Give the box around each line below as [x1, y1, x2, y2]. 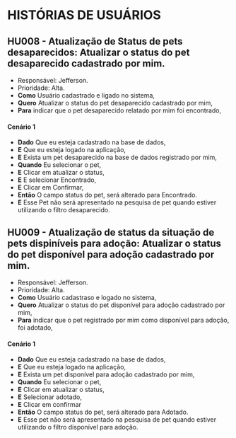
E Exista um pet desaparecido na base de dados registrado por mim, [17, 153, 218, 162]
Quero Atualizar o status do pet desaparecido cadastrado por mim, [17, 99, 213, 107]
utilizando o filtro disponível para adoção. [17, 423, 139, 432]
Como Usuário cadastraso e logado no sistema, [17, 294, 157, 302]
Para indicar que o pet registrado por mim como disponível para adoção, [17, 316, 230, 325]
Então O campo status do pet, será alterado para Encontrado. [17, 191, 198, 200]
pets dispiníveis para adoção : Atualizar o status [7, 237, 221, 249]
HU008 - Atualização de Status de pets [7, 35, 183, 47]
